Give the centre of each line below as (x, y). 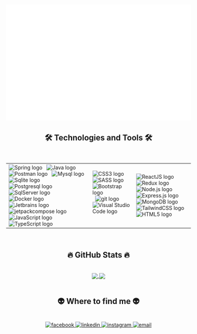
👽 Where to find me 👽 (98, 301)
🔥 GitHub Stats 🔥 (98, 255)
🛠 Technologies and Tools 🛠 (98, 138)
